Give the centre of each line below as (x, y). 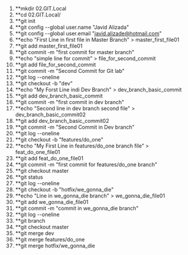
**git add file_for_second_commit (56, 65)
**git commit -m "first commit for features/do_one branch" (86, 165)
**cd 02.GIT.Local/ (38, 15)
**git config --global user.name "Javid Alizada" (72, 27)
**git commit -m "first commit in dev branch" (70, 102)
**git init (25, 21)
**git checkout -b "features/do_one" (59, 140)
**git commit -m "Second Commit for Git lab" (70, 71)
